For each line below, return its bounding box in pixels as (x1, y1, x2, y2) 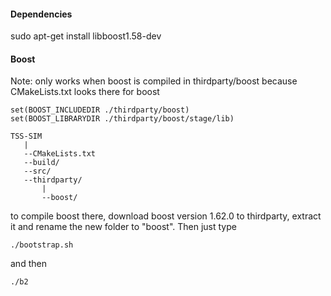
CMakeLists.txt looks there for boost (10, 86, 160, 98)
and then (10, 258, 47, 270)
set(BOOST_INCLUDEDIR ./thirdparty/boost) (10, 105, 190, 115)
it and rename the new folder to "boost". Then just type (10, 221, 237, 233)
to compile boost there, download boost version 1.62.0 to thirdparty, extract (10, 210, 322, 222)
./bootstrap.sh (10, 240, 74, 250)
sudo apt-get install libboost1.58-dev (10, 30, 162, 42)
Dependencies (10, 8, 73, 20)
